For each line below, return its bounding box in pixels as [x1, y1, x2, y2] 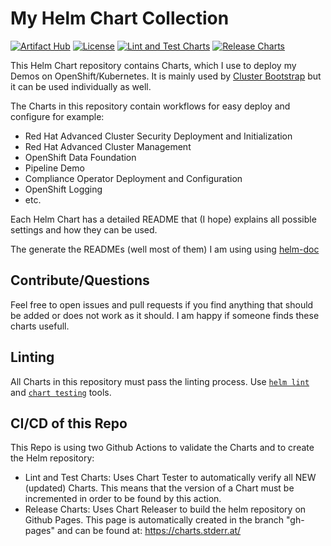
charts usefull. [10, 320, 70, 332]
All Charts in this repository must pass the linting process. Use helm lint [10, 375, 310, 387]
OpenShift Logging [24, 183, 103, 195]
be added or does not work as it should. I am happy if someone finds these [10, 309, 320, 321]
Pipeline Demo [24, 162, 85, 174]
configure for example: [10, 110, 105, 122]
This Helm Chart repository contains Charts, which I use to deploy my [10, 59, 297, 71]
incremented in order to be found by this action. [24, 493, 222, 505]
